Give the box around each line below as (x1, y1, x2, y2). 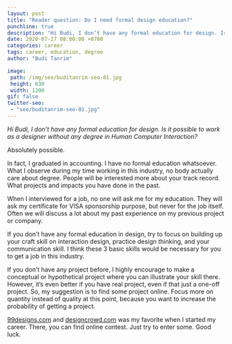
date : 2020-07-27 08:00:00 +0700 (7, 36, 104, 43)
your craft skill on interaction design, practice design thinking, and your (7, 237, 210, 245)
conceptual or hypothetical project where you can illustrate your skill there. (7, 272, 220, 280)
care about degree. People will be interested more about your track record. (7, 173, 220, 182)
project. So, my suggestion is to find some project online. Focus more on (7, 287, 214, 296)
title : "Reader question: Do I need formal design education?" (7, 17, 193, 23)
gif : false (7, 93, 39, 100)
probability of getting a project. (7, 302, 95, 310)
